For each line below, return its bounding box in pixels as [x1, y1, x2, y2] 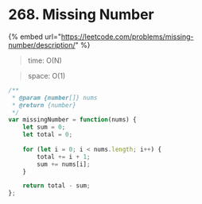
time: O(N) [27, 56, 62, 65]
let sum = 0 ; [22, 123, 66, 132]
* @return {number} [11, 101, 77, 109]
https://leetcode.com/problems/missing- [60, 32, 194, 41]
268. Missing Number [8, 6, 155, 24]
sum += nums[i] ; [37, 160, 91, 168]
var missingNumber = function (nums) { [8, 116, 137, 124]
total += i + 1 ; [37, 152, 91, 160]
